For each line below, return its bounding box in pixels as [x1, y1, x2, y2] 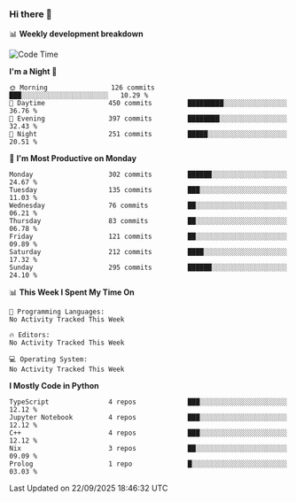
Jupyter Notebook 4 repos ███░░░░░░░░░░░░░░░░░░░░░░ [9, 413, 288, 422]
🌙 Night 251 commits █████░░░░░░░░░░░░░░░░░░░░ [9, 130, 288, 139]
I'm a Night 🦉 [9, 66, 58, 77]
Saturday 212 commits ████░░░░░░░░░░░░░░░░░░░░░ [9, 248, 288, 257]
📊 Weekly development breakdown [9, 28, 144, 39]
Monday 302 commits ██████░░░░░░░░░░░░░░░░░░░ [9, 170, 288, 180]
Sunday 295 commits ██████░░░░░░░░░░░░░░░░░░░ [9, 263, 288, 273]
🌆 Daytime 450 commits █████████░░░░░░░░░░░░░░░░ [9, 99, 288, 108]
